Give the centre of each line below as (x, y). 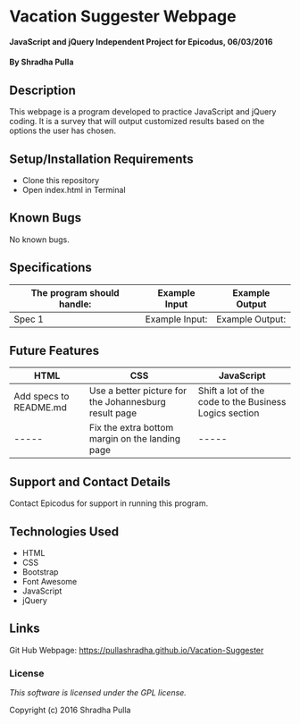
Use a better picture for (138, 391)
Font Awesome (50, 582)
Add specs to (42, 397)
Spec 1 (29, 319)
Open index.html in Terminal (74, 190)
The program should (75, 292)
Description (42, 90)
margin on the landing (135, 439)
